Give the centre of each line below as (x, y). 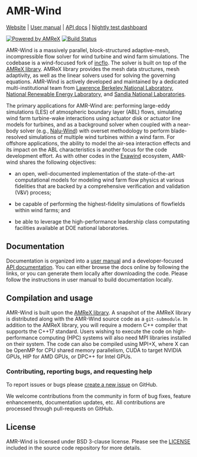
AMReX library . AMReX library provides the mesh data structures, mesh (93, 69)
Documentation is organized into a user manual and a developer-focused (95, 261)
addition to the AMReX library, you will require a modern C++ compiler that (97, 325)
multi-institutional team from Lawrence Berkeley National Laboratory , (90, 87)
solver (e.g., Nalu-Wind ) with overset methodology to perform (95, 131)
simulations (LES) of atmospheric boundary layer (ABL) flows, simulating (94, 112)
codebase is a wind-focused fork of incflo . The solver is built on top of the (96, 63)
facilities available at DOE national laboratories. (72, 228)
